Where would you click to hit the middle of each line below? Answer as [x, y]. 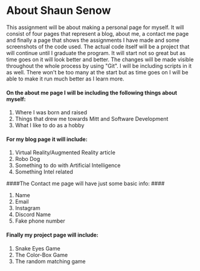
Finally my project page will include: [52, 235]
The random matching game [50, 261]
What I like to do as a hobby [50, 125]
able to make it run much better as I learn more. [65, 79]
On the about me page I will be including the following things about [92, 93]
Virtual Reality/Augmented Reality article [65, 152]
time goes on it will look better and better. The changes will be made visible [100, 59]
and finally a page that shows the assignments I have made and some [93, 40]
